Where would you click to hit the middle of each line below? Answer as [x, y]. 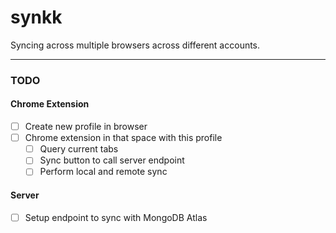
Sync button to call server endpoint [112, 160]
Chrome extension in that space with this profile [123, 138]
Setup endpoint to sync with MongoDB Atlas [116, 217]
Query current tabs [79, 149]
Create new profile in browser [86, 127]
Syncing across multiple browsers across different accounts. [135, 45]
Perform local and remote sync [103, 172]
